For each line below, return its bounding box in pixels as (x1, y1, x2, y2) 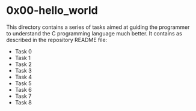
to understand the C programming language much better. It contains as (6, 29, 182, 37)
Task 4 (14, 73, 32, 80)
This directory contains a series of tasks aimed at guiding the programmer (6, 23, 190, 31)
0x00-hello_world (6, 4, 98, 17)
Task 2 (14, 61, 32, 68)
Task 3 (14, 67, 32, 74)
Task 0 (14, 47, 32, 55)
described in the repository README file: (6, 36, 108, 43)
